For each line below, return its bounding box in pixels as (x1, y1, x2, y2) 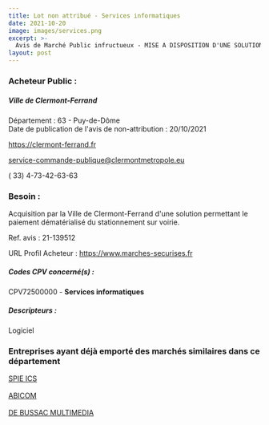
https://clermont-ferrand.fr (8, 140, 97, 149)
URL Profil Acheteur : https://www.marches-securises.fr (8, 249, 194, 258)
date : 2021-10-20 (8, 19, 66, 27)
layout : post (8, 49, 52, 57)
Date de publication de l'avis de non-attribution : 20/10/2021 (8, 123, 207, 133)
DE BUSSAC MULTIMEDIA (8, 408, 94, 418)
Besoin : (8, 190, 41, 201)
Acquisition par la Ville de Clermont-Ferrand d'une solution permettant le (8, 209, 248, 219)
